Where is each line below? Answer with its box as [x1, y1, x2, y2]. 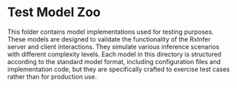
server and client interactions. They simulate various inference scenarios [7, 42, 219, 51]
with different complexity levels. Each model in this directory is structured [7, 50, 221, 58]
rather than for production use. [7, 72, 97, 81]
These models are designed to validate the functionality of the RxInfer [7, 34, 211, 43]
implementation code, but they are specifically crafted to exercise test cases [7, 65, 230, 73]
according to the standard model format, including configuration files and [7, 57, 221, 65]
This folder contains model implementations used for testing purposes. [7, 27, 214, 36]
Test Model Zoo [7, 4, 101, 20]
